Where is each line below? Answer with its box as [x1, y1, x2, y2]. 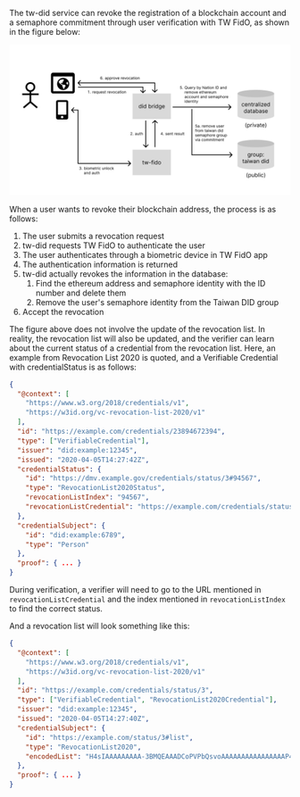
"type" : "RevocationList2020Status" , [25, 484, 166, 493]
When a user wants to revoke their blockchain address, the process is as [9, 203, 277, 214]
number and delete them [35, 287, 127, 298]
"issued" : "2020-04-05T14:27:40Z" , [17, 714, 150, 724]
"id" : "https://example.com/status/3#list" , [25, 733, 194, 742]
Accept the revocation [21, 306, 104, 317]
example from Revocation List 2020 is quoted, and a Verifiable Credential [9, 352, 279, 362]
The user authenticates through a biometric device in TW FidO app [21, 249, 268, 260]
